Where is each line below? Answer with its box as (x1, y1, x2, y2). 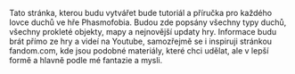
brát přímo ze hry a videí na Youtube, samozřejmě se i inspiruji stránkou (9, 36, 273, 46)
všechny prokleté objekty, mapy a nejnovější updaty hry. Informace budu (9, 27, 277, 37)
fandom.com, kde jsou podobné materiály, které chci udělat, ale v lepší (9, 45, 269, 56)
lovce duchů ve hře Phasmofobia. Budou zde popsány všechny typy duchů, (9, 17, 287, 28)
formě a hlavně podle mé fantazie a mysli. (9, 55, 163, 65)
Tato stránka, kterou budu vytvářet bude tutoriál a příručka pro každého (9, 8, 273, 18)
